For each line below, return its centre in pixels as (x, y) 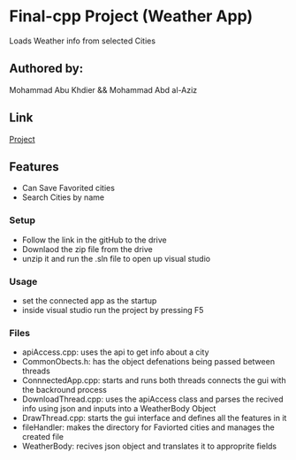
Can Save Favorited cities (68, 188)
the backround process (65, 390)
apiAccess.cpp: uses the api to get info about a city (115, 352)
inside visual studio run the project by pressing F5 (113, 310)
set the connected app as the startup (89, 300)
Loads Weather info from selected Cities (83, 41)
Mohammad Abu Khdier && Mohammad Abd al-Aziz (103, 89)
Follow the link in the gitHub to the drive (95, 240)
